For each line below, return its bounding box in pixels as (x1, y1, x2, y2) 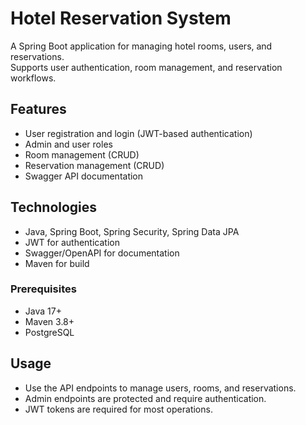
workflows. (10, 72, 57, 84)
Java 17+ (24, 305, 62, 317)
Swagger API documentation (24, 170, 144, 182)
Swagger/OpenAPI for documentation (24, 247, 180, 259)
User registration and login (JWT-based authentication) (24, 127, 253, 139)
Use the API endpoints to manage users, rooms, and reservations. (24, 382, 297, 394)
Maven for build (24, 257, 90, 269)
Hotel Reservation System (10, 7, 232, 30)
